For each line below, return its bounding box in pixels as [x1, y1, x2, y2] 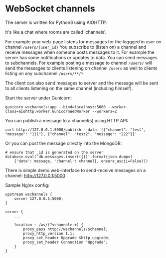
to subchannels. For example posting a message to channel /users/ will [5, 60, 152, 66]
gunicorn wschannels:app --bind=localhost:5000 [5, 104, 106, 109]
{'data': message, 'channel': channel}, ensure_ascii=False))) [14, 159, 149, 164]
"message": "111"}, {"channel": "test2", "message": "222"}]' [5, 131, 137, 137]
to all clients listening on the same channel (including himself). [5, 85, 133, 91]
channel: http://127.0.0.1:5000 [5, 172, 66, 178]
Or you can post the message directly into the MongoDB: [5, 140, 122, 146]
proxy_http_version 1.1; [23, 231, 75, 236]
